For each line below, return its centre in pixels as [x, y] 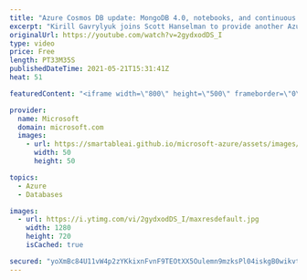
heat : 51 [26, 78]
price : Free [32, 52]
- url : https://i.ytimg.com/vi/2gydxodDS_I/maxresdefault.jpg [138, 220]
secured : [26, 261]
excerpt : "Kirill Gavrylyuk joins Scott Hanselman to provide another [147, 26]
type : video [32, 43]
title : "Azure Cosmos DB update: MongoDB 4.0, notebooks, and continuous [153, 18]
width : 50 [52, 153]
